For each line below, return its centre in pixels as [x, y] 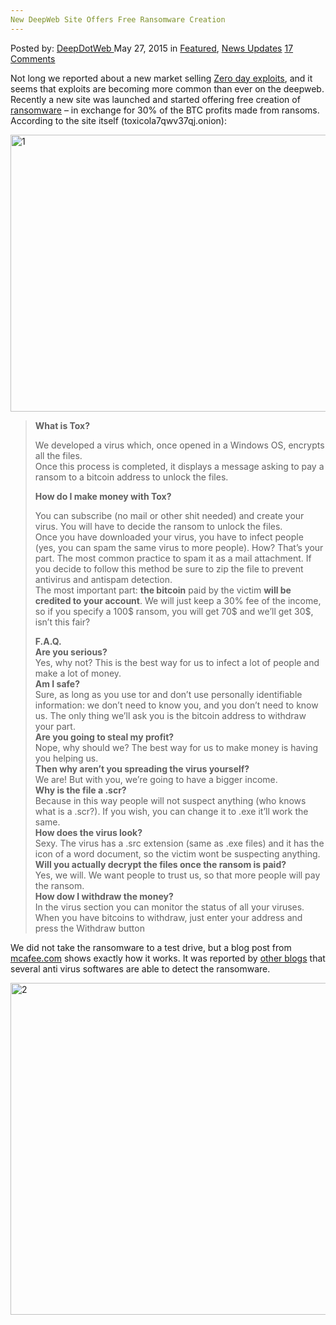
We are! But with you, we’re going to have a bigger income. [156, 779]
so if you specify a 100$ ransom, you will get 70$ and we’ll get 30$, [174, 611]
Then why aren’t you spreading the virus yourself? [142, 768]
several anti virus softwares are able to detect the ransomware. [140, 968]
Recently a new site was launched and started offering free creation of [155, 99]
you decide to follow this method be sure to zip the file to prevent [169, 568]
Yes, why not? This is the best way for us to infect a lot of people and [177, 662]
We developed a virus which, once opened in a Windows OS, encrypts [179, 445]
